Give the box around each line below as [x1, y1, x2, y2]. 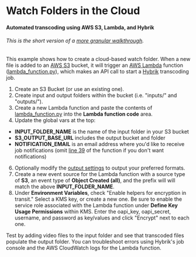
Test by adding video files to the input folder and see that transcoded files [6, 232, 184, 239]
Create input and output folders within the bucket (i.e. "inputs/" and [14, 92, 177, 99]
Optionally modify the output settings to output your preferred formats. [14, 164, 185, 171]
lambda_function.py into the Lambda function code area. [14, 110, 153, 117]
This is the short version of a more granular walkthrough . [6, 37, 145, 45]
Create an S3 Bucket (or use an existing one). [14, 85, 125, 92]
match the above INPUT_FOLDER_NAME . [14, 183, 115, 190]
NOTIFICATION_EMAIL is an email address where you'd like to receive [14, 140, 185, 147]
